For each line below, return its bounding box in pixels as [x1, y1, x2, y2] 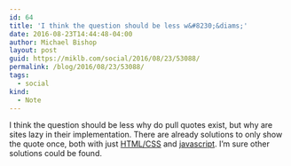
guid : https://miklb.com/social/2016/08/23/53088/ [9, 54, 201, 63]
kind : [9, 87, 29, 96]
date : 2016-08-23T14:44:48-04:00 [9, 29, 133, 38]
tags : [9, 71, 29, 80]
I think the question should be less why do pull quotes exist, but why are [9, 120, 273, 130]
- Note [17, 95, 42, 105]
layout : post [9, 46, 58, 55]
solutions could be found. [9, 148, 102, 159]
